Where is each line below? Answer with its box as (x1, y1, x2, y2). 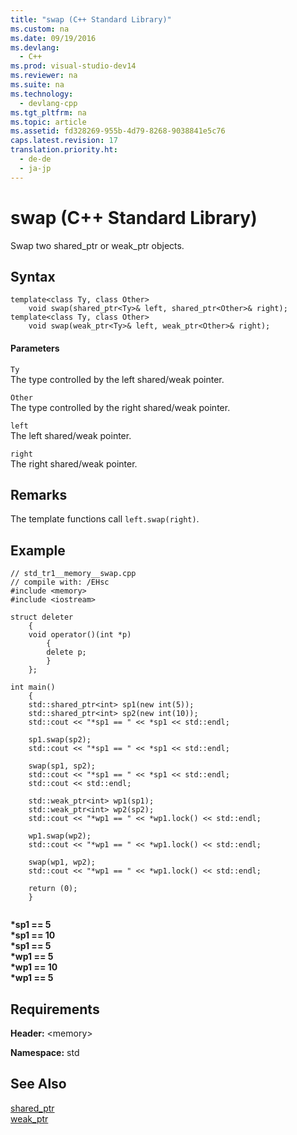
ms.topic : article (10, 117, 87, 127)
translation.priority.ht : (10, 145, 118, 155)
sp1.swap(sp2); (28, 735, 92, 745)
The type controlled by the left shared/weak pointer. (10, 373, 225, 385)
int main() (10, 682, 56, 693)
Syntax (10, 268, 56, 285)
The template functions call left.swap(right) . (10, 513, 200, 525)
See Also (10, 1076, 67, 1093)
